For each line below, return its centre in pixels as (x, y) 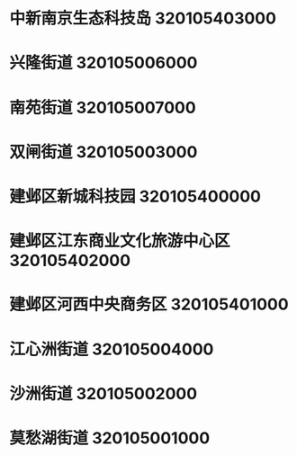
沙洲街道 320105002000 (103, 393)
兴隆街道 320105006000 (103, 63)
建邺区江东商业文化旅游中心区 (120, 241)
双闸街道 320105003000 (103, 152)
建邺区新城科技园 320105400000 (135, 196)
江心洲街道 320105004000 (112, 349)
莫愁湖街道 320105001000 (110, 438)
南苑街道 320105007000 (103, 107)
